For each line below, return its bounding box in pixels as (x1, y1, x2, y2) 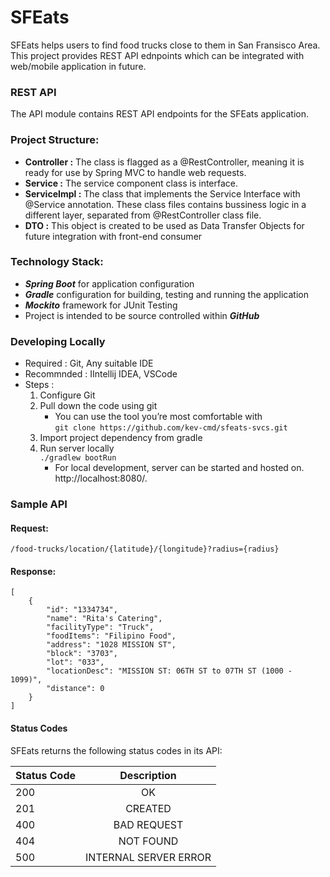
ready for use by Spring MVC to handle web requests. (24, 166, 247, 178)
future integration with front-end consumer (24, 230, 203, 242)
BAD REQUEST (113, 817, 184, 831)
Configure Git (39, 389, 96, 401)
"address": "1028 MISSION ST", (46, 640, 177, 650)
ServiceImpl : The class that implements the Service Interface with (24, 187, 301, 200)
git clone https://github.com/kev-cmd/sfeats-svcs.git (54, 423, 288, 433)
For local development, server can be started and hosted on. (54, 462, 305, 474)
